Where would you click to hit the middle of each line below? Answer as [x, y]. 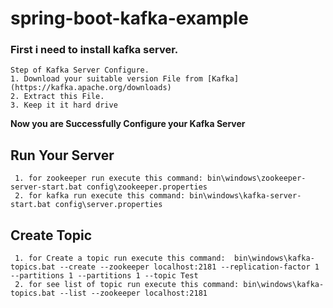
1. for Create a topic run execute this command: [120, 258]
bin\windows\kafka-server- [245, 196]
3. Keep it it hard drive [64, 105]
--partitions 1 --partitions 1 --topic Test [104, 276]
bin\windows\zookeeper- [256, 178]
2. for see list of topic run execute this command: [127, 285]
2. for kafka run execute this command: [100, 196]
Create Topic [51, 235]
